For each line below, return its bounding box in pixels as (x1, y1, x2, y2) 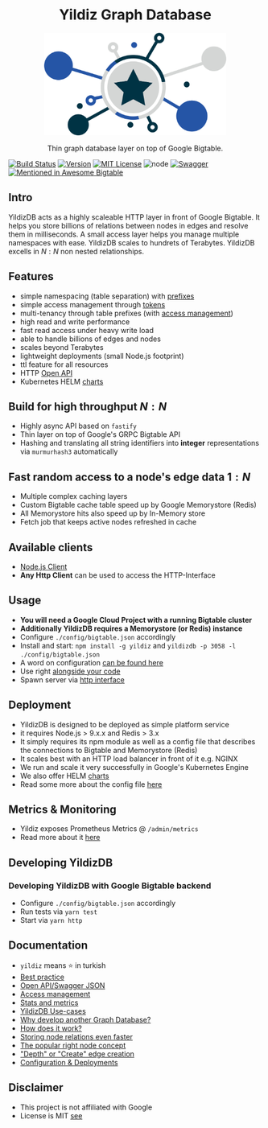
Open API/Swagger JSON (19, 980, 105, 990)
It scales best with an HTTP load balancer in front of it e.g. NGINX (19, 754, 239, 764)
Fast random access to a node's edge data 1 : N (8, 470, 251, 484)
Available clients (8, 541, 93, 554)
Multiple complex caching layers (19, 492, 128, 501)
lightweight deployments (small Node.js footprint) (19, 351, 184, 360)
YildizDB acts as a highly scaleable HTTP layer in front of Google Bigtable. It (8, 212, 260, 222)
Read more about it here (19, 833, 101, 842)
